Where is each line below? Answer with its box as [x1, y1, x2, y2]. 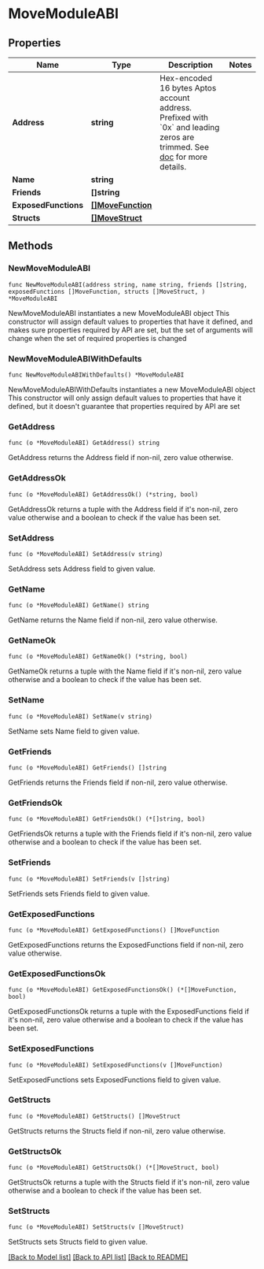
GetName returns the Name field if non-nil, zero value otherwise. [8, 615, 218, 625]
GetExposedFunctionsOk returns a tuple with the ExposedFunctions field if [8, 1007, 250, 1016]
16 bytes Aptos [159, 83, 217, 93]
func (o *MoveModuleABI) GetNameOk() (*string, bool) [8, 653, 189, 661]
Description [167, 60, 214, 70]
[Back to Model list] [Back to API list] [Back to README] [8, 1252, 189, 1262]
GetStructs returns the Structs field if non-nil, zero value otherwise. [8, 1126, 226, 1135]
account [159, 92, 190, 103]
